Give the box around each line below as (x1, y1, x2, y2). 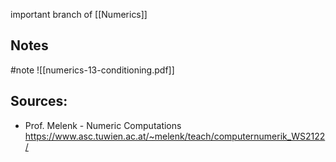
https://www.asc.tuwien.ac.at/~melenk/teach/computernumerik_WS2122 (24, 130, 326, 142)
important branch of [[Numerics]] (10, 9, 148, 20)
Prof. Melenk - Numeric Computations (24, 119, 182, 131)
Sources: (10, 93, 68, 110)
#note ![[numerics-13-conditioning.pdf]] (10, 64, 175, 76)
